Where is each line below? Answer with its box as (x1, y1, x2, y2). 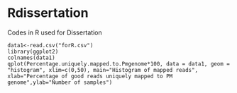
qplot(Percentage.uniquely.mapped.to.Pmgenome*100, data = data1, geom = (7, 60, 231, 68)
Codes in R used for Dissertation (7, 28, 103, 37)
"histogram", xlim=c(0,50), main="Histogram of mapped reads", (7, 66, 199, 73)
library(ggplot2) (7, 48, 59, 55)
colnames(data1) (7, 54, 55, 61)
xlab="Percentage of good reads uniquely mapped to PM (7, 73, 173, 80)
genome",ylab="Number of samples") (7, 79, 113, 86)
